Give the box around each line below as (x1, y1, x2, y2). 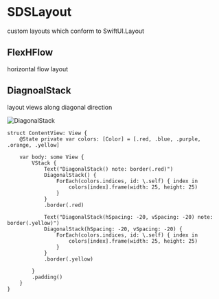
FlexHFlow (7, 47, 54, 58)
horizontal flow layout (7, 64, 69, 73)
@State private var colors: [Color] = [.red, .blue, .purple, (19, 135, 201, 143)
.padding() (32, 274, 63, 280)
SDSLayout (7, 4, 72, 20)
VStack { (32, 159, 57, 167)
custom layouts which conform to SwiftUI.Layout (7, 27, 145, 35)
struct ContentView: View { (7, 130, 88, 136)
